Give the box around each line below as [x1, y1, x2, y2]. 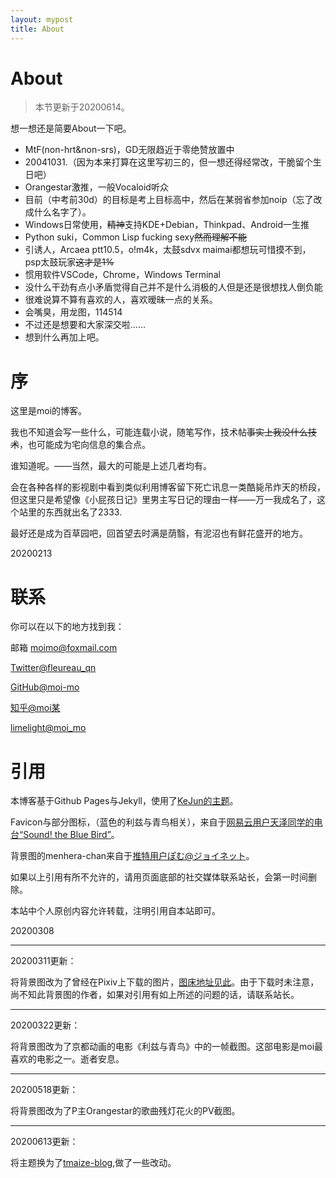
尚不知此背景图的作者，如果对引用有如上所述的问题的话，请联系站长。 [10, 989, 300, 1001]
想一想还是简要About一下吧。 [10, 122, 132, 135]
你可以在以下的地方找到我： [10, 621, 125, 633]
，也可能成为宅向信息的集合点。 [19, 439, 151, 451]
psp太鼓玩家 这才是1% [24, 256, 115, 268]
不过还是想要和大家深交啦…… [24, 319, 146, 331]
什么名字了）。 [33, 206, 92, 218]
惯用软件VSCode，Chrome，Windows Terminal [24, 269, 221, 281]
